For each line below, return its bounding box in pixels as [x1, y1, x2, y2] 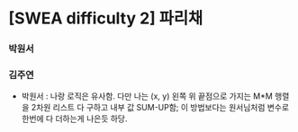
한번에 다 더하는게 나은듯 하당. [21, 113, 128, 124]
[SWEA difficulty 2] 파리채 [8, 8, 203, 29]
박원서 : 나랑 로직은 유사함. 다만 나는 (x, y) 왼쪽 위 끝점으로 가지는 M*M [21, 91, 274, 101]
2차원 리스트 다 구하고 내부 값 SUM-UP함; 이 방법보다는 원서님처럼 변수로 [31, 102, 290, 113]
